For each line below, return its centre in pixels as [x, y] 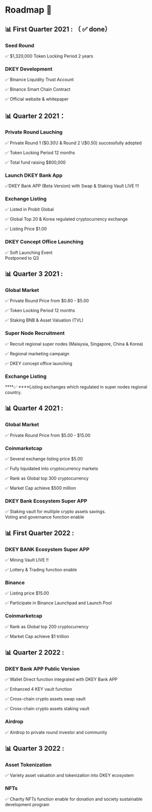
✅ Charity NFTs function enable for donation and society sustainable [74, 799]
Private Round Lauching [34, 132]
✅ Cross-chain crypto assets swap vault [45, 699]
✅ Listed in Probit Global [30, 210]
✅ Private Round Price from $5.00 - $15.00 [48, 435]
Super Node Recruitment [35, 333]
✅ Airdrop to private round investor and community [56, 732]
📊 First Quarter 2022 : [40, 533]
